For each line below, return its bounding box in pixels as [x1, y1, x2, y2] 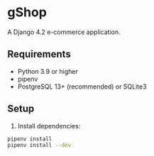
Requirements [7, 48, 71, 60]
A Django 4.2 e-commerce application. [7, 28, 121, 36]
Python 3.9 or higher [17, 67, 78, 75]
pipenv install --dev [7, 142, 72, 149]
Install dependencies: [17, 121, 81, 130]
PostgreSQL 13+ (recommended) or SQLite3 [17, 82, 147, 91]
